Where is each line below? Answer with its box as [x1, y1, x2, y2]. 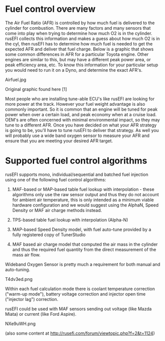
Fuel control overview [5, 3, 96, 15]
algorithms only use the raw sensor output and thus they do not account [12, 191, 159, 197]
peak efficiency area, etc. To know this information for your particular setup [5, 62, 159, 68]
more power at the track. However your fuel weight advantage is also [5, 101, 145, 107]
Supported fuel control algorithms [5, 155, 147, 167]
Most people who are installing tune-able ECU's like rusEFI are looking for [5, 95, 155, 102]
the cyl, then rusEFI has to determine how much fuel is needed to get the [5, 41, 153, 46]
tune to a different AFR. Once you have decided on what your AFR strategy [5, 122, 157, 128]
